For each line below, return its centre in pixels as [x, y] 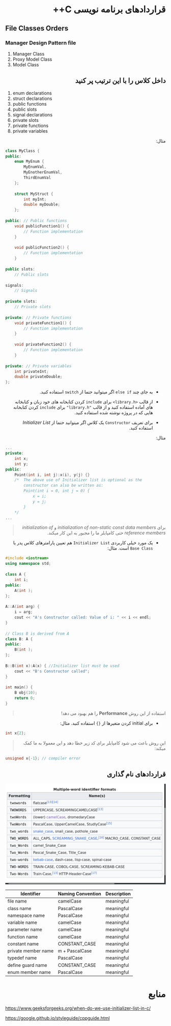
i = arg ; [24, 612]
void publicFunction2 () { [42, 248]
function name [23, 937]
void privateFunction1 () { [43, 323]
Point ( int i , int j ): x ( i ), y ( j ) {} [52, 475]
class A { [16, 574]
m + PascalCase [75, 951]
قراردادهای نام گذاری [136, 774]
